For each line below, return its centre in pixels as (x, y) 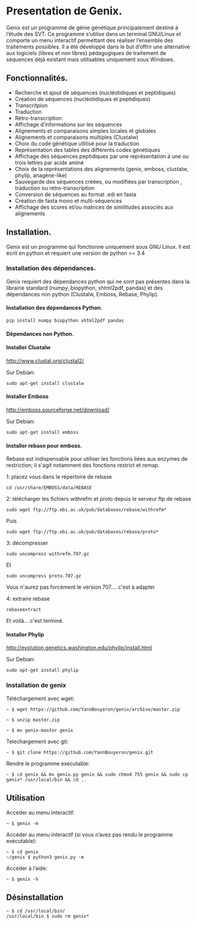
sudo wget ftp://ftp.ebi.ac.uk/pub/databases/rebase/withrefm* (87, 510)
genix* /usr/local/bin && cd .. (46, 780)
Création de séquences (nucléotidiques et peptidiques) (83, 99)
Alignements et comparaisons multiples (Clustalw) (76, 137)
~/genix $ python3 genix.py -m (45, 857)
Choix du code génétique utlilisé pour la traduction (77, 143)
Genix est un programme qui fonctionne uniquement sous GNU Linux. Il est (98, 247)
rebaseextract (24, 610)
